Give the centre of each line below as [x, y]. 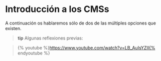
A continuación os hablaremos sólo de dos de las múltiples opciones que [81, 23]
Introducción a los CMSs [57, 9]
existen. [13, 28]
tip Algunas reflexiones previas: [50, 38]
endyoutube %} [34, 53]
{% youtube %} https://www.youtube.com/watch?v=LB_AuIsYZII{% [86, 47]
